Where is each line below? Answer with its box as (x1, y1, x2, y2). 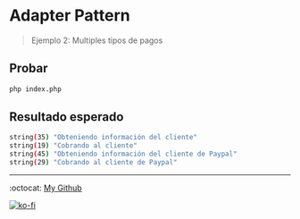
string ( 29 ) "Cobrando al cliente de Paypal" (9, 158, 178, 167)
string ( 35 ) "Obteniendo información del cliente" (9, 133, 198, 142)
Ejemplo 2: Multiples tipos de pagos (30, 35, 163, 46)
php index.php (9, 84, 62, 94)
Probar (9, 61, 48, 76)
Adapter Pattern (9, 5, 131, 26)
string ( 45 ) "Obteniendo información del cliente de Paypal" (9, 149, 238, 159)
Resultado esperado (9, 109, 124, 125)
